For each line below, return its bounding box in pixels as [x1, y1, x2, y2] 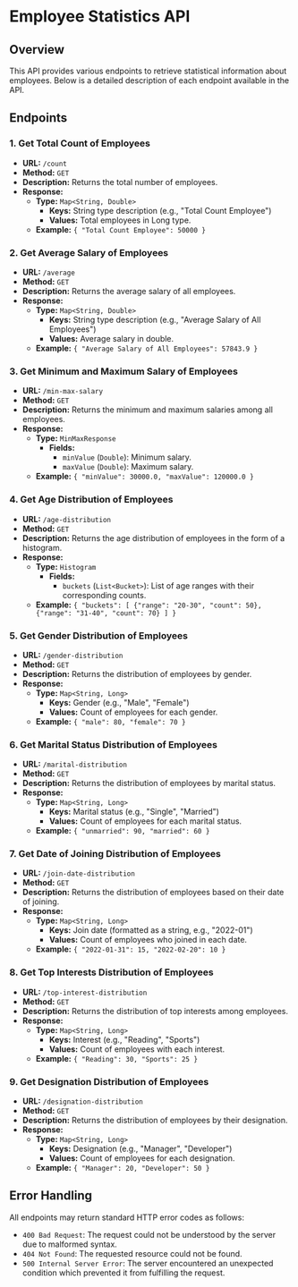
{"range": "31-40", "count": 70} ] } [35, 608, 177, 618]
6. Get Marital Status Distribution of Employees [9, 738, 217, 750]
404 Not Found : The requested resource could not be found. [21, 1248, 243, 1258]
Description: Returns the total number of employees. [21, 176, 218, 187]
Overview [9, 42, 65, 57]
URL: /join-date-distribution [21, 868, 136, 878]
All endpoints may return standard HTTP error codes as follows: [9, 1212, 244, 1223]
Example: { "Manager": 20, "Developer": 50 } [35, 1163, 210, 1173]
